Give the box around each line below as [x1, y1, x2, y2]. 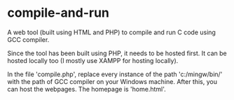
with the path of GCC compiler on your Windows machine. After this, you [7, 77, 217, 85]
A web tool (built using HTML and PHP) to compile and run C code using [7, 28, 216, 36]
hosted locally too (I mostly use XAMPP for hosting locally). [7, 56, 179, 64]
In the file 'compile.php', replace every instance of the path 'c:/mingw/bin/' [7, 70, 223, 78]
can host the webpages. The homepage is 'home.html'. [7, 85, 166, 93]
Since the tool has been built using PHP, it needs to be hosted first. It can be [7, 49, 227, 57]
